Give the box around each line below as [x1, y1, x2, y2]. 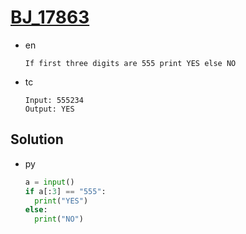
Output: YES [24, 104, 75, 114]
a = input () [24, 177, 75, 187]
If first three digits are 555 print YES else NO [24, 58, 237, 68]
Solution [10, 131, 64, 148]
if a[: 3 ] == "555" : [24, 186, 107, 196]
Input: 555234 [24, 95, 84, 105]
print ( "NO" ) [34, 214, 84, 225]
